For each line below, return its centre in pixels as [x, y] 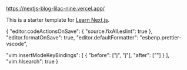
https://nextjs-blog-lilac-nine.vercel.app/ [55, 9]
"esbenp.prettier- [161, 37]
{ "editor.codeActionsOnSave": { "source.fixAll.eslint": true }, [79, 31]
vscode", [17, 44]
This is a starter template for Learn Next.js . [58, 20]
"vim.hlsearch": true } [32, 61]
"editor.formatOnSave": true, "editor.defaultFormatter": [72, 37]
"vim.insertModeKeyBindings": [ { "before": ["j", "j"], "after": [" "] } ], [88, 55]
